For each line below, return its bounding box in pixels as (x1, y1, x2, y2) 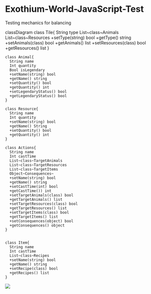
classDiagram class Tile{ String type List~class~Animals (5, 29, 119, 35)
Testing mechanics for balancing (5, 20, 71, 26)
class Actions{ (5, 145, 36, 150)
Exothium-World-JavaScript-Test (5, 3, 144, 15)
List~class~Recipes (9, 253, 50, 258)
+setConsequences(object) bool (9, 219, 74, 223)
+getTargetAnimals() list (9, 197, 63, 202)
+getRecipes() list (9, 270, 50, 275)
